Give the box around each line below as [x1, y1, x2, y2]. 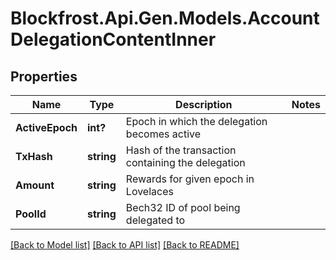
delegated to [125, 213, 186, 227]
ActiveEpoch [15, 121, 78, 134]
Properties [10, 68, 78, 85]
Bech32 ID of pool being [125, 201, 241, 214]
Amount [15, 178, 55, 192]
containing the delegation [125, 156, 246, 169]
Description [175, 98, 233, 111]
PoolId [15, 207, 47, 221]
